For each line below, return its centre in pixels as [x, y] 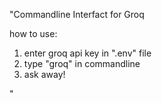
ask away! [44, 74]
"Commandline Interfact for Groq [77, 14]
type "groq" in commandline [82, 63]
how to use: [33, 33]
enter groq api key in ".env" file [87, 53]
